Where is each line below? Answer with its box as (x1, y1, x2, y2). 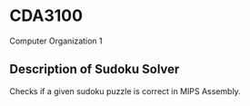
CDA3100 (9, 5, 84, 26)
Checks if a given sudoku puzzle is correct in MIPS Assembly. (9, 85, 241, 96)
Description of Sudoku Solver (9, 62, 180, 77)
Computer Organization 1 (9, 35, 103, 46)
